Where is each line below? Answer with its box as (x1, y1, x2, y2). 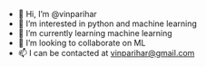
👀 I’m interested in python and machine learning (17, 18, 198, 29)
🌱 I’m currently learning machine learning (17, 28, 172, 38)
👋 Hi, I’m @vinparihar (17, 9, 97, 19)
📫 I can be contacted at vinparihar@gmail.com (17, 48, 195, 58)
